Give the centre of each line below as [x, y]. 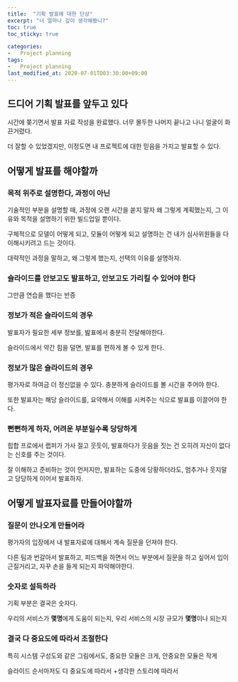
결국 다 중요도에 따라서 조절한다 [58, 639]
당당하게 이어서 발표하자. [49, 479]
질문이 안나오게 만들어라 [46, 525]
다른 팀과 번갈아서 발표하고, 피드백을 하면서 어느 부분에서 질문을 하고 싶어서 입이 [118, 557]
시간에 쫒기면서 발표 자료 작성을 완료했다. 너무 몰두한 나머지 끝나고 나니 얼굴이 [115, 123]
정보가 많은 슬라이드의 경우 [50, 368]
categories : [25, 47]
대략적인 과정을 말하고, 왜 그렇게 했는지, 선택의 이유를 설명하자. [94, 258]
